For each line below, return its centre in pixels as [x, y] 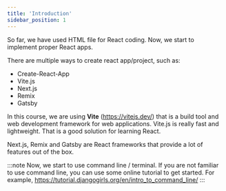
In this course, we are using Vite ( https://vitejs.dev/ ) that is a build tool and [113, 116]
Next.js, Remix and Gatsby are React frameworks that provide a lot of [105, 144]
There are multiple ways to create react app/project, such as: [94, 60]
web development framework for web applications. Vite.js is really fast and [113, 123]
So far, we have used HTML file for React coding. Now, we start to [101, 39]
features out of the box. [41, 152]
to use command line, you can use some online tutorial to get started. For [111, 172]
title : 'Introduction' [40, 13]
